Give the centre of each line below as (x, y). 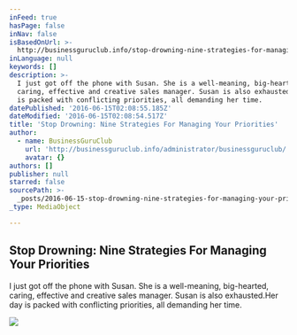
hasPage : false (37, 26)
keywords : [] (33, 67)
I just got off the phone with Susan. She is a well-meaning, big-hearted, (139, 285)
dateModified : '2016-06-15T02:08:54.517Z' (88, 116)
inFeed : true (33, 17)
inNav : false (33, 34)
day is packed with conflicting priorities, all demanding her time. (126, 304)
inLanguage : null (41, 58)
